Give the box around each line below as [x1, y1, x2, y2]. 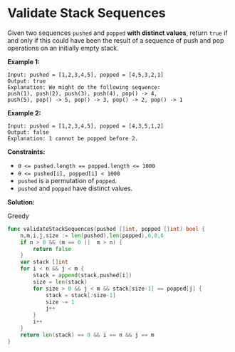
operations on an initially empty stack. [7, 43, 119, 52]
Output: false [7, 128, 50, 136]
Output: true [7, 77, 46, 85]
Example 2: [7, 108, 41, 117]
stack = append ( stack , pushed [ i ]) [33, 272, 132, 279]
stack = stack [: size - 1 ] [45, 291, 116, 299]
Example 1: [7, 57, 41, 66]
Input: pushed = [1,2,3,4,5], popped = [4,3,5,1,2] [7, 123, 164, 130]
